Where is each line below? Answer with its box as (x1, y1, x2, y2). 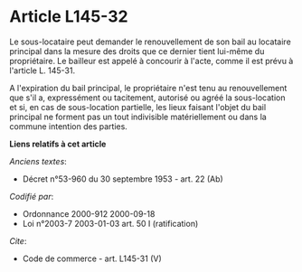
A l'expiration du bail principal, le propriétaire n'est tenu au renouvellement (9, 82, 288, 93)
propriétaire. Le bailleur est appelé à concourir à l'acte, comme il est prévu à (9, 55, 294, 66)
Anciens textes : (9, 155, 68, 166)
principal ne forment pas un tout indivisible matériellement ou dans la (9, 111, 267, 122)
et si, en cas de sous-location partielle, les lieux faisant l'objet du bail (9, 101, 267, 112)
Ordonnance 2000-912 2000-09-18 (22, 208, 156, 219)
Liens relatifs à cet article (9, 138, 107, 149)
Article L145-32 (9, 6, 128, 27)
